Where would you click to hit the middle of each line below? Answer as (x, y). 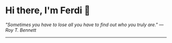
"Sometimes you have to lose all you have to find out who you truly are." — (84, 25)
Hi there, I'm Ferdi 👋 (48, 10)
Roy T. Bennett (21, 30)
